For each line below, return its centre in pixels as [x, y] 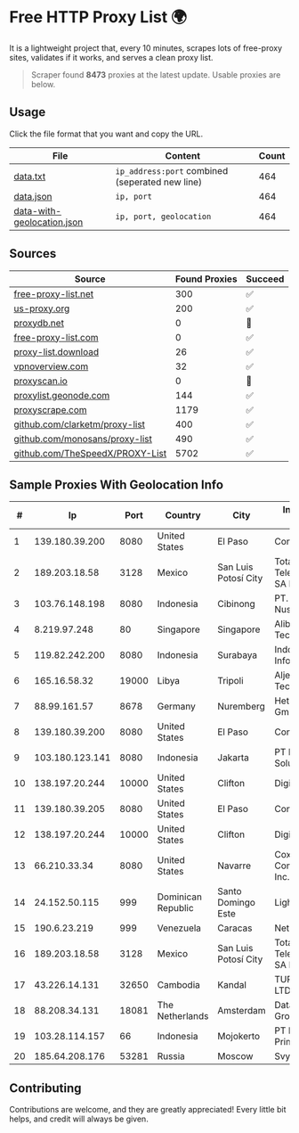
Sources [33, 254]
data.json [33, 196]
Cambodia [178, 985]
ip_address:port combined [172, 170]
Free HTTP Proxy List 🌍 [98, 17]
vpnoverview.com [51, 366]
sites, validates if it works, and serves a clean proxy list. [111, 57]
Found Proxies [206, 279]
